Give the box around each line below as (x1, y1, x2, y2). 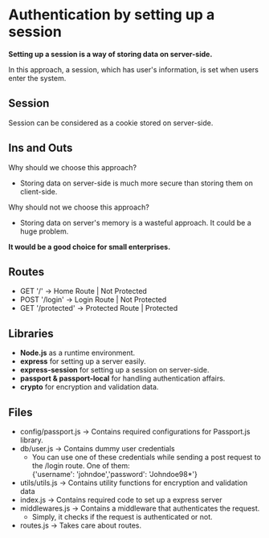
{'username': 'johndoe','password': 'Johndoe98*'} (31, 470, 198, 479)
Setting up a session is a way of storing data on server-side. (8, 49, 213, 59)
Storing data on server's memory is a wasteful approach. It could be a (19, 218, 251, 227)
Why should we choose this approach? (8, 162, 137, 172)
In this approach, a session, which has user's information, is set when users (8, 64, 259, 74)
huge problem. (19, 226, 69, 236)
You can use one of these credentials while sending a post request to (31, 452, 261, 462)
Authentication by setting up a (8, 6, 215, 24)
